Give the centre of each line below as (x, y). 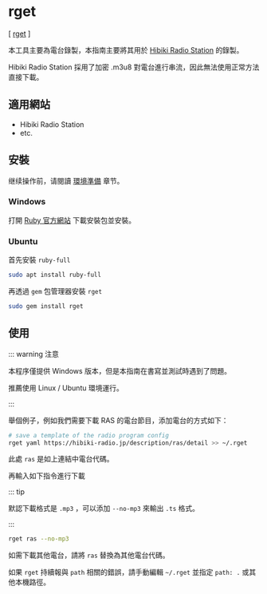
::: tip (17, 492)
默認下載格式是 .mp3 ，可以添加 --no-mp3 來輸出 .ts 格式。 (104, 509)
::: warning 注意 (34, 354)
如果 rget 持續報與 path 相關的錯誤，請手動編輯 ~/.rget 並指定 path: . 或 (129, 572)
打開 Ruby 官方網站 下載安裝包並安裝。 (72, 220)
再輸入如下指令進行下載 (47, 476)
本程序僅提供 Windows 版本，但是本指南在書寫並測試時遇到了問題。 (120, 370)
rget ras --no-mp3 (39, 539)
